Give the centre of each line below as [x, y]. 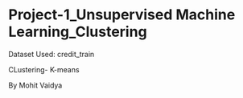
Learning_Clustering [78, 32]
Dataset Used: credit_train [51, 54]
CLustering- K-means [44, 69]
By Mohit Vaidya [35, 85]
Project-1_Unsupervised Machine [122, 15]
